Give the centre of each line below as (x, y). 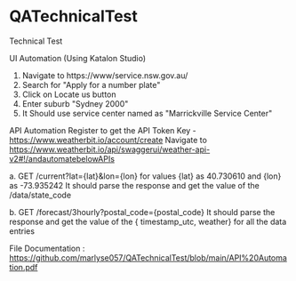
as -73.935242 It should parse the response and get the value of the (134, 185)
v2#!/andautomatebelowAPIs (62, 158)
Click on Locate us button (69, 94)
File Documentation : (47, 248)
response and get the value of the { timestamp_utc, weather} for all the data (148, 221)
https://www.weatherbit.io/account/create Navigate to (108, 140)
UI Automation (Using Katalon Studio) (78, 58)
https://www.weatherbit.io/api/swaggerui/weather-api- (110, 149)
